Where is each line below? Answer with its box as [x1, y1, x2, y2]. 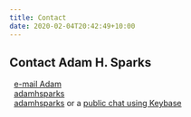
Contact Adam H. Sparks [9, 55, 152, 70]
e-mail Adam [13, 78, 62, 90]
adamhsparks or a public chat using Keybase [13, 98, 183, 109]
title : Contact [9, 13, 67, 22]
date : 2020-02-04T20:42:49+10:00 [9, 22, 136, 31]
